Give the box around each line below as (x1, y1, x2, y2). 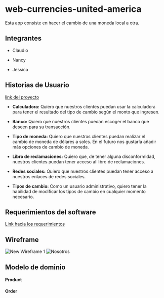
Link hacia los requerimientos (5, 221, 65, 227)
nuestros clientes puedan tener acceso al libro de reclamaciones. (12, 158, 145, 164)
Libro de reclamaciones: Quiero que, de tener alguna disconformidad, (12, 153, 156, 159)
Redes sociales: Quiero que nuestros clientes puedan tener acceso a (12, 168, 154, 174)
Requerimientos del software (5, 208, 96, 216)
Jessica (12, 66, 29, 72)
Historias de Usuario (5, 81, 70, 90)
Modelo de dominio (5, 263, 66, 271)
